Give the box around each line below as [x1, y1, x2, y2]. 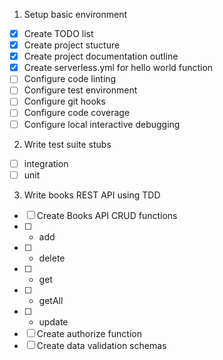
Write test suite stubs [23, 138, 112, 150]
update [38, 315, 69, 328]
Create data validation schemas [36, 339, 167, 351]
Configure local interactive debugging [23, 118, 181, 130]
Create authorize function [36, 327, 142, 339]
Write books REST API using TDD [23, 189, 161, 201]
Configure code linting [23, 73, 117, 85]
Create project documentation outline [23, 50, 179, 63]
